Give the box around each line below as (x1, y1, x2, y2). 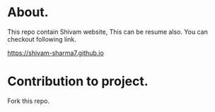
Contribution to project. (7, 73, 149, 89)
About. (7, 4, 49, 20)
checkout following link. (7, 35, 76, 43)
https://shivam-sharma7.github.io (7, 49, 104, 57)
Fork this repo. (7, 97, 50, 105)
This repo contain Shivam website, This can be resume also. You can (7, 27, 209, 36)
